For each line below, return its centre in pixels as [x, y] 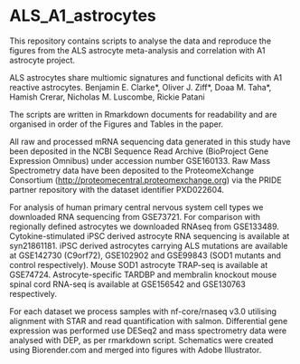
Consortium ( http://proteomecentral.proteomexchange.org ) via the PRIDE [145, 180]
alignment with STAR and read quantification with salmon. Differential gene [149, 321]
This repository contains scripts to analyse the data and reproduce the [141, 41]
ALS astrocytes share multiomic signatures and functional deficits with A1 [146, 77]
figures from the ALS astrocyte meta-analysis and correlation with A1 [137, 50]
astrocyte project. [42, 60]
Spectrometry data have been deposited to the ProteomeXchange [132, 170]
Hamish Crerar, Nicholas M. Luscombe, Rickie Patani [107, 97]
